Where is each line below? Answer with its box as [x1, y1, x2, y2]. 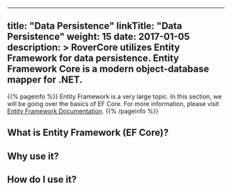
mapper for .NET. [7, 74, 83, 86]
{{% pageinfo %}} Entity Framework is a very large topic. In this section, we [7, 92, 222, 101]
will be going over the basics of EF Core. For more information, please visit [7, 99, 220, 107]
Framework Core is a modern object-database [7, 63, 209, 75]
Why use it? [7, 150, 59, 162]
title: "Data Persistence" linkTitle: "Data [7, 20, 183, 32]
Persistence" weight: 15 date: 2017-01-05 [7, 31, 190, 43]
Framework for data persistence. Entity [7, 52, 180, 64]
